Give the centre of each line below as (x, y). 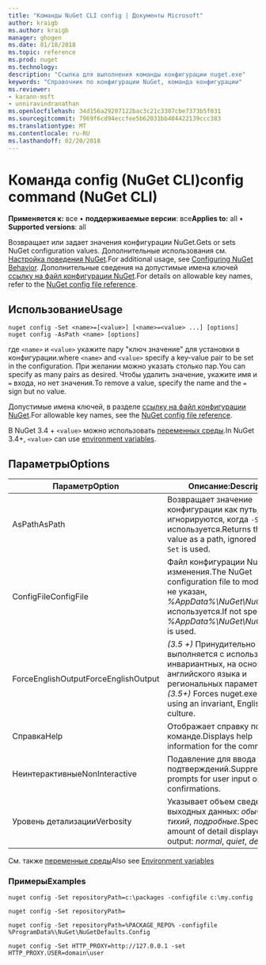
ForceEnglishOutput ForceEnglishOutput (86, 679)
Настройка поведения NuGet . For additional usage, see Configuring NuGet (131, 259)
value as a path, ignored (212, 540)
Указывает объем (201, 802)
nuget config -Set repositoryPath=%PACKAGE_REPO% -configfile (113, 925)
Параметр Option (86, 486)
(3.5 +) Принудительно (211, 644)
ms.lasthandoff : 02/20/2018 (55, 141)
